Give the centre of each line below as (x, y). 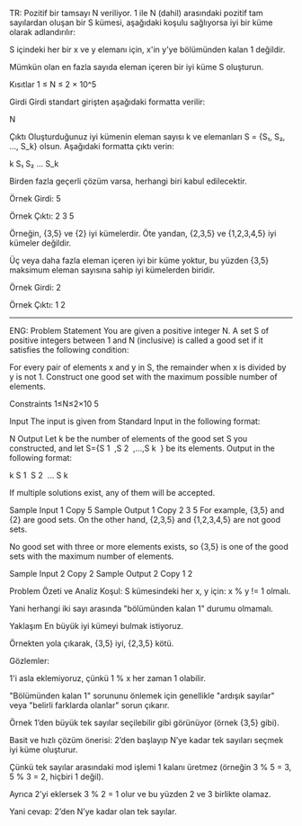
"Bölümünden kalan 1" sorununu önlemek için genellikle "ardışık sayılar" (142, 696)
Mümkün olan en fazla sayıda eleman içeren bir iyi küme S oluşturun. (137, 67)
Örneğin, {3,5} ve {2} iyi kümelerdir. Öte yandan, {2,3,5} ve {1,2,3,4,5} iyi (143, 233)
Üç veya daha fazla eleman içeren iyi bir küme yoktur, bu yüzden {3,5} (139, 260)
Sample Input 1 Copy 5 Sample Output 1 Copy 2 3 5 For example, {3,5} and (147, 510)
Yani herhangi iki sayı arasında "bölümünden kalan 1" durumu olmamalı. (142, 608)
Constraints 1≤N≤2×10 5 (54, 404)
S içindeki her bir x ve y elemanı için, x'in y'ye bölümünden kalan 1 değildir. (147, 49)
